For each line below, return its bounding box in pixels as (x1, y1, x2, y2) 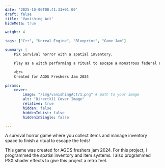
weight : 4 (5, 30, 26, 35)
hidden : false (23, 106, 52, 111)
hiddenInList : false (23, 110, 65, 115)
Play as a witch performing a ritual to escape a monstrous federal (14, 61, 157, 66)
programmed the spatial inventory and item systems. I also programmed (5, 152, 151, 158)
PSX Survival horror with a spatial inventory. (14, 52, 113, 57)
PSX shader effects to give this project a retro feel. (5, 158, 107, 164)
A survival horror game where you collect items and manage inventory (5, 133, 147, 139)
